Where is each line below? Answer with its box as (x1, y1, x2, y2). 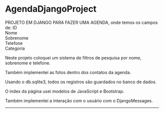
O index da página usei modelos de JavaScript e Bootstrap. (5, 88, 124, 94)
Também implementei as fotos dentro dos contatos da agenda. (5, 69, 131, 75)
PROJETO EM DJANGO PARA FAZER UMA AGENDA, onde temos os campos (5, 19, 158, 25)
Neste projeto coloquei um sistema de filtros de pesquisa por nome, (5, 55, 142, 60)
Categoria (5, 45, 25, 51)
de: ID (5, 24, 17, 30)
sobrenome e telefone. (5, 60, 51, 66)
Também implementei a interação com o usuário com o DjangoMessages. (5, 97, 153, 103)
